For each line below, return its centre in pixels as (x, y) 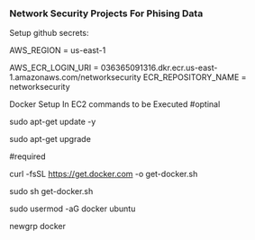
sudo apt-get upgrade (50, 139)
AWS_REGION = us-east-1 (58, 50)
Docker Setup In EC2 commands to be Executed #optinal (115, 104)
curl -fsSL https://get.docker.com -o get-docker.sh (104, 174)
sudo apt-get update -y (53, 122)
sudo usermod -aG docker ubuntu (73, 209)
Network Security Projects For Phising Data (106, 13)
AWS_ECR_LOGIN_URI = (54, 68)
